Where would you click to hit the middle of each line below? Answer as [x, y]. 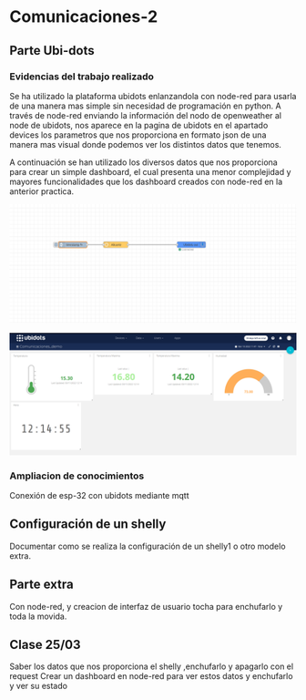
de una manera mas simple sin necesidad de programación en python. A [145, 106]
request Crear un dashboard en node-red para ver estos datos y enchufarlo [151, 676]
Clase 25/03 [45, 644]
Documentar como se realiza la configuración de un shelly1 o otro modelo [148, 546]
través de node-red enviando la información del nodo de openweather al [146, 115]
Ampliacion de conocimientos [77, 476]
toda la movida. [38, 616]
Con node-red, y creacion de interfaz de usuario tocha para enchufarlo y [146, 606]
